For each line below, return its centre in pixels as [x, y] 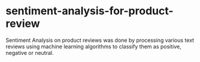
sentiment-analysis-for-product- [90, 11]
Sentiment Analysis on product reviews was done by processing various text [100, 40]
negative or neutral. [30, 52]
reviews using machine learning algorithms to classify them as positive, [93, 46]
